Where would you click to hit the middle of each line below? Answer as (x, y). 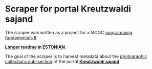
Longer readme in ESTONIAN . (36, 47)
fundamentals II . (21, 38)
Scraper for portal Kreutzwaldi (68, 9)
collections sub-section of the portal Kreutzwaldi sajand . (63, 61)
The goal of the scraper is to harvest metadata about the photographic (76, 56)
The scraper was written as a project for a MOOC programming (69, 32)
